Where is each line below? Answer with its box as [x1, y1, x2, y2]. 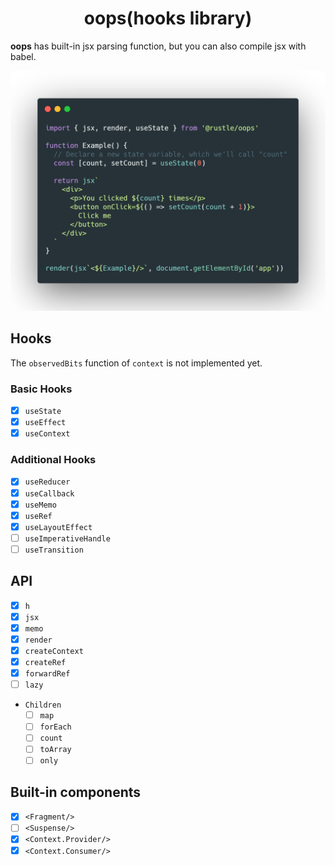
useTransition [24, 545, 84, 555]
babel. [10, 50, 37, 62]
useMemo [24, 500, 57, 510]
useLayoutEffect [24, 522, 93, 532]
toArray [39, 745, 72, 755]
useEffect [24, 418, 67, 428]
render [24, 635, 53, 645]
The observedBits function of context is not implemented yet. [10, 357, 263, 369]
